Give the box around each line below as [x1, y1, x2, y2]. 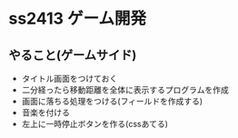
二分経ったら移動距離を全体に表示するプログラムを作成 [21, 84, 229, 95]
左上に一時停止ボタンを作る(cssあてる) [21, 119, 169, 129]
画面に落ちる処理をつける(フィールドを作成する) [21, 96, 203, 106]
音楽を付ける [21, 107, 70, 118]
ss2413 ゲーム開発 [8, 8, 147, 29]
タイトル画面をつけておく [21, 74, 118, 84]
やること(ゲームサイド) [8, 47, 137, 63]
